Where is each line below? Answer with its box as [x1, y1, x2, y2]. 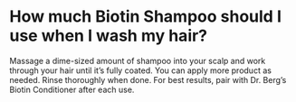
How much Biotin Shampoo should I [9, 6, 282, 27]
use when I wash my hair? [9, 25, 208, 46]
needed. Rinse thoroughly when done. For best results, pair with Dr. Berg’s [9, 74, 287, 85]
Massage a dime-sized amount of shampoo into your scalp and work [9, 55, 266, 66]
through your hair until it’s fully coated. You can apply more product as [9, 65, 272, 76]
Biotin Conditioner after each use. [9, 84, 135, 95]
